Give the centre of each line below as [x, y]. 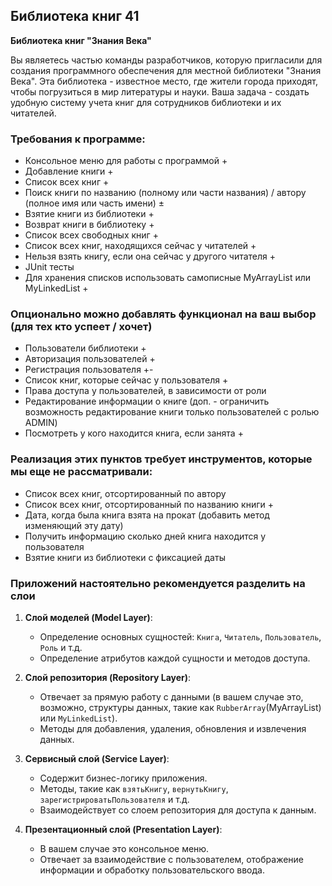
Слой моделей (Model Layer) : [88, 617]
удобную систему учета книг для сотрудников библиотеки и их [146, 102]
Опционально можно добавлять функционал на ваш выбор [163, 314]
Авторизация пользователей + [90, 359]
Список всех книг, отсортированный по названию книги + [149, 504]
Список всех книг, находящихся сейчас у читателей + [140, 246]
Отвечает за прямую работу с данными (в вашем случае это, [171, 697]
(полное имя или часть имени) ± [94, 203]
